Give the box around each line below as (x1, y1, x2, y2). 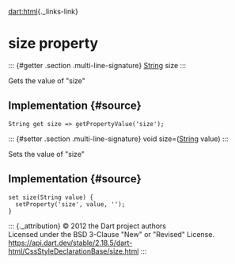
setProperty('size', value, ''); (15, 200, 126, 209)
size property (8, 35, 99, 52)
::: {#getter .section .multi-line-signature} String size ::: (8, 60, 187, 70)
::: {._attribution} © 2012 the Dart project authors (8, 221, 166, 231)
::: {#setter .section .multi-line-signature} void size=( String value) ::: (8, 134, 229, 143)
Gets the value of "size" (8, 75, 85, 86)
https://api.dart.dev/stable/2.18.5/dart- (8, 238, 133, 247)
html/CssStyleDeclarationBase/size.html (8, 246, 139, 256)
